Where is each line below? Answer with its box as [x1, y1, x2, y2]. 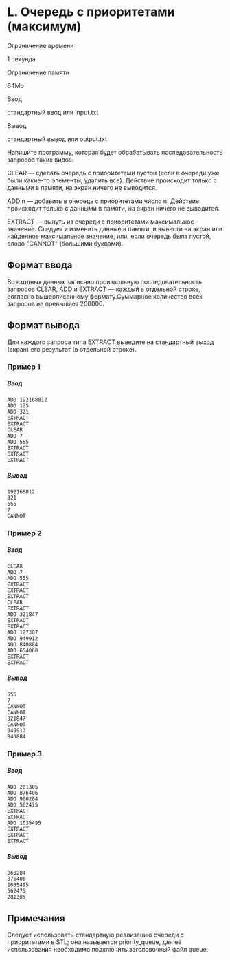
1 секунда [7, 54, 36, 63]
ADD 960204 [7, 796, 38, 802]
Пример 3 [7, 749, 43, 759]
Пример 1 [7, 362, 41, 372]
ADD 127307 [7, 629, 38, 637]
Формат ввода [7, 259, 73, 271]
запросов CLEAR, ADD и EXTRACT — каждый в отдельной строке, [7, 285, 201, 293]
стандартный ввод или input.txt [7, 108, 99, 116]
